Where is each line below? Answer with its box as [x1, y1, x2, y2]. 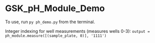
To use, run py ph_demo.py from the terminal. [5, 19, 95, 25]
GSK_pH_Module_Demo [5, 3, 105, 14]
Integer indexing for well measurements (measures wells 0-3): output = [5, 28, 150, 34]
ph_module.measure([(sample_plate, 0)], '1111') [5, 33, 107, 38]
